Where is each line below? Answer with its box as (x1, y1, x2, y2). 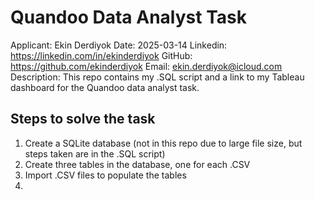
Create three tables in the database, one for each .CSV (24, 158, 251, 170)
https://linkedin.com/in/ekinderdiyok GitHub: (10, 49, 193, 61)
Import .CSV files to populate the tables (24, 169, 187, 181)
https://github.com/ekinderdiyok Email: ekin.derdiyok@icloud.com (10, 60, 283, 72)
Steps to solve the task (10, 111, 156, 128)
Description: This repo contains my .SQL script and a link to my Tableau (10, 71, 305, 83)
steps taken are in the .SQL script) (24, 147, 166, 160)
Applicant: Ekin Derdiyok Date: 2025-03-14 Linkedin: (10, 39, 228, 51)
